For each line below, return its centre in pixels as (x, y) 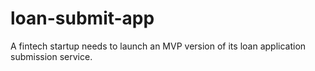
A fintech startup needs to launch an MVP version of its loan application (158, 46)
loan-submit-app (82, 18)
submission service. (51, 56)
